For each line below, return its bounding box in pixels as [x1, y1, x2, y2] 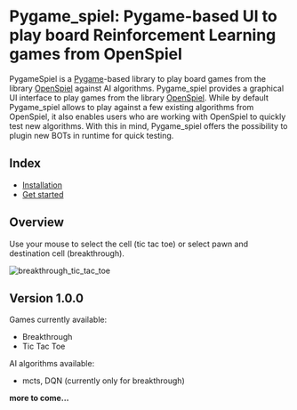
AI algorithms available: [9, 358, 95, 369]
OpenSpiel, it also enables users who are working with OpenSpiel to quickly [9, 111, 286, 122]
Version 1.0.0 [9, 291, 84, 306]
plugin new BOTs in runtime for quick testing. [9, 130, 174, 141]
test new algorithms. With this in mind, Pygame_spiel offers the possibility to [9, 120, 288, 131]
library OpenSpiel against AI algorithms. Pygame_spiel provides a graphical [9, 83, 285, 93]
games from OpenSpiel [9, 44, 182, 64]
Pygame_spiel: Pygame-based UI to [9, 6, 277, 27]
